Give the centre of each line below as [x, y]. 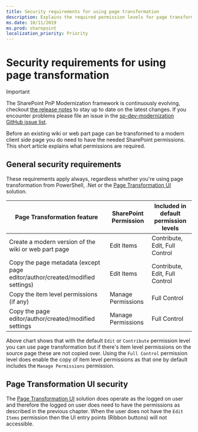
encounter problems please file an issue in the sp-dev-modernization [90, 116]
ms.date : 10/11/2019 [32, 22]
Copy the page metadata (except [55, 262]
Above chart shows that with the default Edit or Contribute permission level [98, 340]
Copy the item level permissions [53, 294]
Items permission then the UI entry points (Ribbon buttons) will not [87, 417]
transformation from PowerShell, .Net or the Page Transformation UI [89, 185]
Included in [170, 206]
